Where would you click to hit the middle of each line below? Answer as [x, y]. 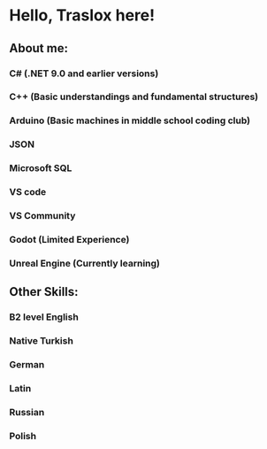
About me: [39, 48]
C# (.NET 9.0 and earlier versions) [84, 74]
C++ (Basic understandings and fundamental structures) [134, 97]
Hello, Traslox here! [82, 15]
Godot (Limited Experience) [69, 239]
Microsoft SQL [41, 168]
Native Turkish [41, 341]
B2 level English [44, 317]
